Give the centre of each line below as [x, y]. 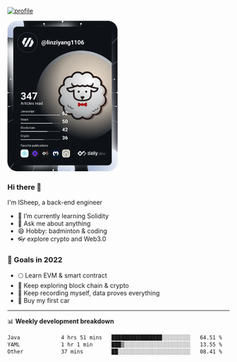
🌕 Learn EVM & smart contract [62, 275]
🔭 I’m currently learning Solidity [63, 216]
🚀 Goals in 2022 [35, 260]
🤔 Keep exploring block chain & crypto [73, 286]
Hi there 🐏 [25, 187]
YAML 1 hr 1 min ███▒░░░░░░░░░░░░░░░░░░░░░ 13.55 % [115, 345]
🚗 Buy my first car [44, 301]
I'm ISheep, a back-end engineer [55, 202]
